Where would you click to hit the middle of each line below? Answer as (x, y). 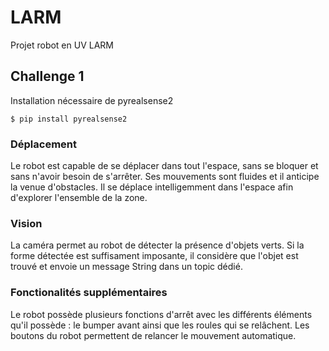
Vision (26, 223)
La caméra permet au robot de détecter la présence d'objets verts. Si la (157, 245)
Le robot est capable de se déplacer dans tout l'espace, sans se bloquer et (164, 166)
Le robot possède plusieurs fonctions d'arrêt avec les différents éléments (161, 314)
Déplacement (44, 144)
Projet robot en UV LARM (62, 45)
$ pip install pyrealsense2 (69, 119)
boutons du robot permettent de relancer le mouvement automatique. (153, 335)
